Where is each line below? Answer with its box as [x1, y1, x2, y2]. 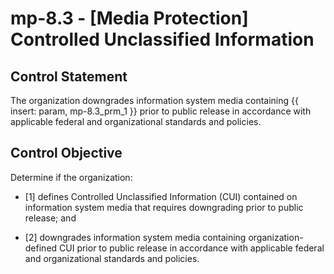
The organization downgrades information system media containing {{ [10, 95, 299, 106]
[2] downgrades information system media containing [24, 231, 247, 243]
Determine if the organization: [10, 171, 133, 183]
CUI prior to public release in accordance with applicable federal [59, 242, 325, 254]
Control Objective [10, 145, 123, 162]
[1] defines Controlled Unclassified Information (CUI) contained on [24, 190, 298, 202]
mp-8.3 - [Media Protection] [10, 7, 249, 30]
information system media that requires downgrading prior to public [24, 201, 304, 213]
